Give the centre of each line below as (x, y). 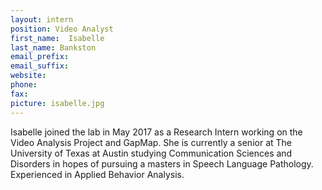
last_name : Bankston (53, 47)
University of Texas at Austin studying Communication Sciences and (151, 153)
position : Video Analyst (62, 29)
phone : (24, 85)
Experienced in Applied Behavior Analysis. (97, 174)
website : (28, 76)
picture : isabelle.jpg (57, 103)
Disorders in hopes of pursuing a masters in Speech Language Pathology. (162, 163)
